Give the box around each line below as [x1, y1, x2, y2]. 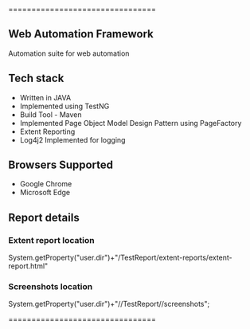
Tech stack [8, 72, 64, 85]
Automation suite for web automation [8, 49, 130, 58]
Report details [8, 210, 80, 224]
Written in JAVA [19, 92, 72, 102]
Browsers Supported [8, 159, 114, 172]
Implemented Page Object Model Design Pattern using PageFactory [19, 118, 242, 127]
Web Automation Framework [8, 27, 154, 41]
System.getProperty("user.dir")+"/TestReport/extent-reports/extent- [8, 253, 232, 263]
